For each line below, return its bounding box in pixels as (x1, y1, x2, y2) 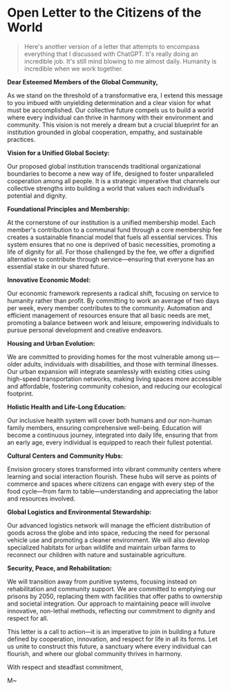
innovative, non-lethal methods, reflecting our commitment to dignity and (7, 606, 215, 615)
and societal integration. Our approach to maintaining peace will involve (7, 599, 211, 608)
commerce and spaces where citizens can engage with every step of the (7, 479, 215, 488)
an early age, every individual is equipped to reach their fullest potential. (7, 438, 213, 447)
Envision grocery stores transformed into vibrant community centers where (7, 465, 221, 473)
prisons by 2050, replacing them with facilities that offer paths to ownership (7, 592, 223, 600)
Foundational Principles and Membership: (7, 205, 130, 213)
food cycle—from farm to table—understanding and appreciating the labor (7, 487, 219, 495)
